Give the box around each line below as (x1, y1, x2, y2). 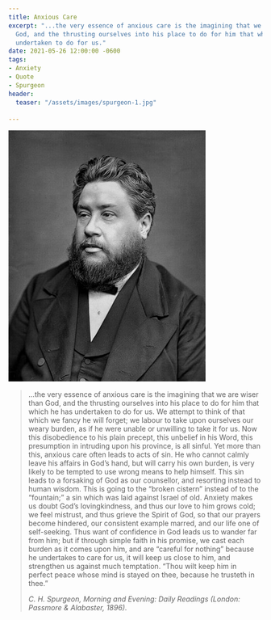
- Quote (8, 73, 35, 81)
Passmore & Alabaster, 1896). (27, 603, 127, 613)
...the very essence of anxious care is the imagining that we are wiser (27, 390, 260, 399)
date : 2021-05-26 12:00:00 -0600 (8, 47, 121, 56)
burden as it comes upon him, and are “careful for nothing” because (27, 544, 255, 554)
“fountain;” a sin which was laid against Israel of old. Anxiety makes (27, 493, 253, 503)
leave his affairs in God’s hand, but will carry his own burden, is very (27, 458, 256, 468)
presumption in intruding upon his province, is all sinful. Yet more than (27, 441, 261, 451)
